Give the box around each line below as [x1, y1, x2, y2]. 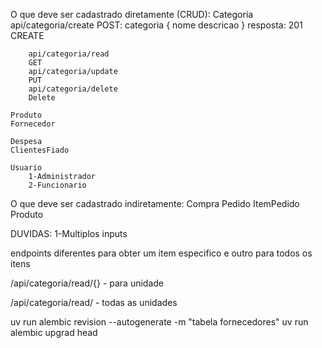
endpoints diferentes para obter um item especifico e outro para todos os [10, 247, 313, 259]
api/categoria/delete [28, 84, 118, 94]
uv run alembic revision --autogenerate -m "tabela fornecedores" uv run [10, 316, 309, 328]
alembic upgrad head [10, 327, 98, 338]
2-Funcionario [28, 180, 87, 190]
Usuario [10, 163, 43, 173]
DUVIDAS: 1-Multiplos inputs [10, 228, 128, 239]
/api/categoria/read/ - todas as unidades [10, 297, 178, 308]
